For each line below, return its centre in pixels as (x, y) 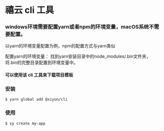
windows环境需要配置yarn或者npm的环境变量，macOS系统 (77, 27)
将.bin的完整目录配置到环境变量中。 (42, 63)
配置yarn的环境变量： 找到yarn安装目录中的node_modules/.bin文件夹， (78, 56)
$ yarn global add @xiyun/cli (37, 99)
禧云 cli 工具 (30, 10)
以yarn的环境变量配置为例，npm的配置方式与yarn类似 (60, 46)
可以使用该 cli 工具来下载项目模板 (39, 75)
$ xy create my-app (25, 123)
